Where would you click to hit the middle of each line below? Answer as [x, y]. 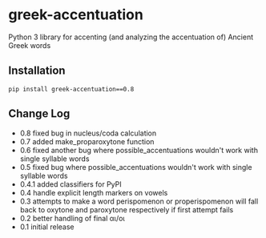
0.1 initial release [47, 227]
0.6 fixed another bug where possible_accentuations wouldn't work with [139, 150]
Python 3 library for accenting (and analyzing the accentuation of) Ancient [131, 37]
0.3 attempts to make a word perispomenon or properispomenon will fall [139, 201]
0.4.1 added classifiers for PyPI [71, 184]
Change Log [39, 114]
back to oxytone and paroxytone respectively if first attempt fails [127, 209]
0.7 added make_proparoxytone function [87, 141]
